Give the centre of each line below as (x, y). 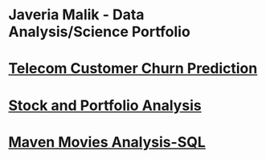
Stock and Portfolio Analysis (105, 105)
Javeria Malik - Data (76, 15)
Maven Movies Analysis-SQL (107, 142)
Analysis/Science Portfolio (99, 32)
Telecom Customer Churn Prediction (133, 69)
